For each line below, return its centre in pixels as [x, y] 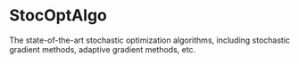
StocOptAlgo [58, 16]
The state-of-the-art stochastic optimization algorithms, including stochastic [150, 40]
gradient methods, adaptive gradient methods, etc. [103, 49]
